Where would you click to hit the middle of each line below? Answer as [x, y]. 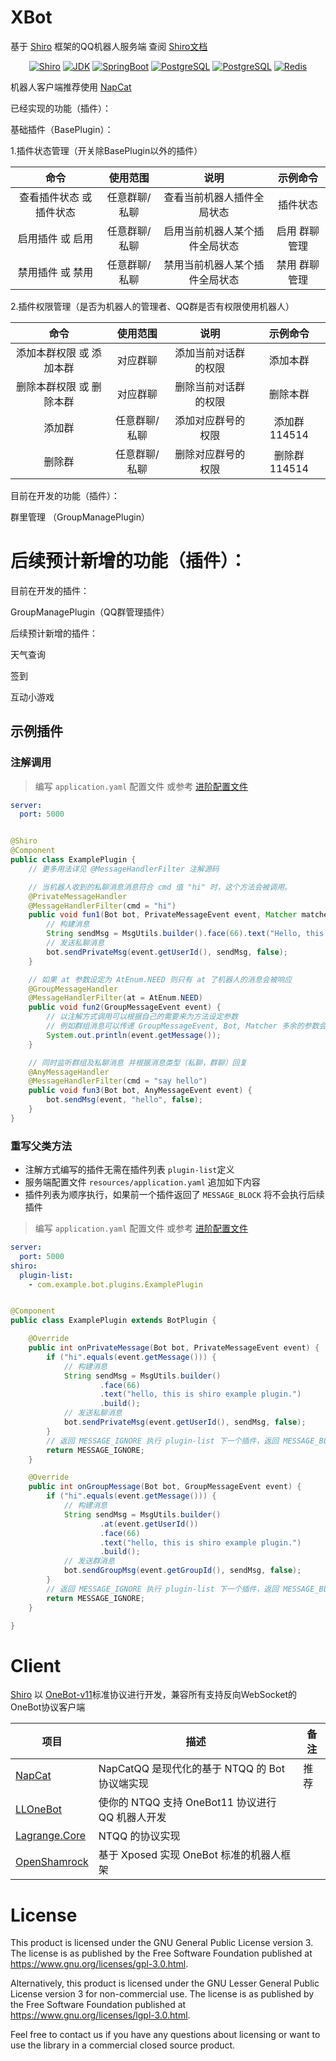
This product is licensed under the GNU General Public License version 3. [162, 1943]
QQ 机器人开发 [132, 1818]
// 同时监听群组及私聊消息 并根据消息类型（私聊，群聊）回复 [138, 1062]
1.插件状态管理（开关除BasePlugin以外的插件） [106, 150]
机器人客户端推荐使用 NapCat [71, 87]
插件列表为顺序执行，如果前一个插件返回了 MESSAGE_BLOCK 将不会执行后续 [174, 1195]
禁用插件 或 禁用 [55, 272]
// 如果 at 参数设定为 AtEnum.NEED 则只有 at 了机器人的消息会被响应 [160, 979]
